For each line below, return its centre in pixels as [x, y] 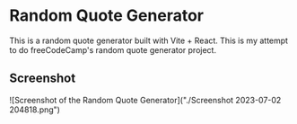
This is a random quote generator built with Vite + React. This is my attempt [149, 40]
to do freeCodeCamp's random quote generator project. [113, 49]
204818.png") [35, 110]
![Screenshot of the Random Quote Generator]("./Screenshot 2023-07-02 [145, 100]
